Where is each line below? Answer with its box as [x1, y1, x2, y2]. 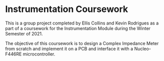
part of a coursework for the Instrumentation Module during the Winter [5, 25, 151, 31]
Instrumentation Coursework [5, 3, 128, 15]
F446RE [5, 51, 22, 57]
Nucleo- [134, 45, 151, 51]
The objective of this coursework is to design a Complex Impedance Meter [5, 40, 159, 46]
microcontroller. [22, 51, 55, 57]
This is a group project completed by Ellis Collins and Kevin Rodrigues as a [5, 20, 159, 26]
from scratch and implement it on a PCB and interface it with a [5, 45, 133, 51]
